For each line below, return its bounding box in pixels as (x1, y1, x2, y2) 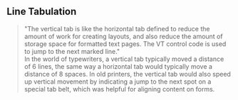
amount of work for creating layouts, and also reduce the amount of (24, 32, 223, 40)
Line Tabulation (6, 6, 77, 18)
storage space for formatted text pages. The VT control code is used (24, 39, 227, 48)
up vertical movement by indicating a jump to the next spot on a (24, 77, 212, 86)
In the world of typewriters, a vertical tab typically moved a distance (24, 55, 224, 63)
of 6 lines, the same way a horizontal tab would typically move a (24, 62, 213, 70)
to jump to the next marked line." (24, 47, 120, 55)
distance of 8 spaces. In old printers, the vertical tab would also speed (24, 70, 231, 78)
